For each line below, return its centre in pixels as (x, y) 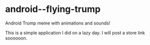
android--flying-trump (53, 9)
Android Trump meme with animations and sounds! (58, 23)
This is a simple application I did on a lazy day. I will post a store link (75, 32)
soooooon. (16, 38)
